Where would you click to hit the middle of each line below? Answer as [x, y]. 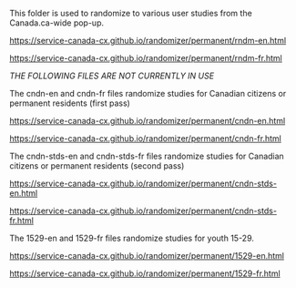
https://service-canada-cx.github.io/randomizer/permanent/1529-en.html [147, 256]
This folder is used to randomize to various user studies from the [131, 13]
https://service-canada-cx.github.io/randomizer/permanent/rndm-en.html [148, 41]
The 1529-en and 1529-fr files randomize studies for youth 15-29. [132, 238]
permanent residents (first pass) [70, 103]
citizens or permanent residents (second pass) [97, 166]
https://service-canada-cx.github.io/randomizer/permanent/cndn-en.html [148, 121]
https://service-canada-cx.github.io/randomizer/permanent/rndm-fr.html [146, 58]
